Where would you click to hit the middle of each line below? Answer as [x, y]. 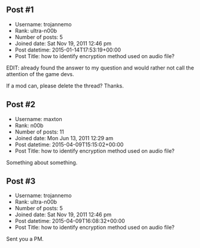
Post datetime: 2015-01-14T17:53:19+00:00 [68, 50]
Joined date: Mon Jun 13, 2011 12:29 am [64, 138]
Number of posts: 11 [39, 132]
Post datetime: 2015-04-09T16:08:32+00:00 [70, 221]
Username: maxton [38, 119]
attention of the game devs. [40, 74]
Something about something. [42, 162]
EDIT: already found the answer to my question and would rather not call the [100, 68]
